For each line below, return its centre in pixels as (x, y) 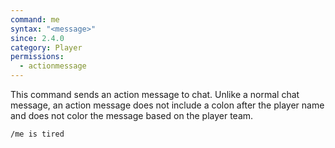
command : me (35, 19)
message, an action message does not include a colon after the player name (167, 105)
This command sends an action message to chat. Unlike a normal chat (155, 94)
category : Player (46, 47)
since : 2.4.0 (37, 38)
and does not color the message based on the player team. (132, 115)
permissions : (37, 57)
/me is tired (37, 134)
